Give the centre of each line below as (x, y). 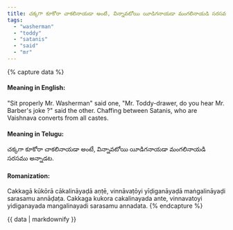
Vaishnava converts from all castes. (58, 118)
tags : (15, 20)
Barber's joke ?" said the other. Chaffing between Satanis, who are (102, 111)
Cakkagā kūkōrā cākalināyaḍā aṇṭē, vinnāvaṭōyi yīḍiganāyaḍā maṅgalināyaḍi (116, 191)
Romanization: (29, 176)
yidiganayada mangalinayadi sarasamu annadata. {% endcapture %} (105, 206)
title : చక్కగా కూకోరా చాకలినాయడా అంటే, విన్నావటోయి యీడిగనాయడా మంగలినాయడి (108, 14)
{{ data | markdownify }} (42, 220)
